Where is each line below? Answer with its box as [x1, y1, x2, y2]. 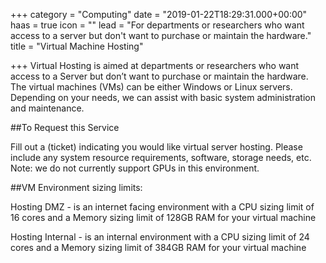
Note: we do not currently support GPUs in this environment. [10, 162, 260, 174]
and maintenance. [10, 102, 85, 114]
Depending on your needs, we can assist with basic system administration [10, 92, 316, 103]
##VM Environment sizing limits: [10, 182, 143, 193]
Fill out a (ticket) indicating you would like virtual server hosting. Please [10, 141, 303, 153]
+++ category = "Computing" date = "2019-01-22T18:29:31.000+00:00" [10, 9, 308, 20]
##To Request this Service [10, 122, 120, 133]
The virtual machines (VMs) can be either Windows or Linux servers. [10, 81, 293, 93]
